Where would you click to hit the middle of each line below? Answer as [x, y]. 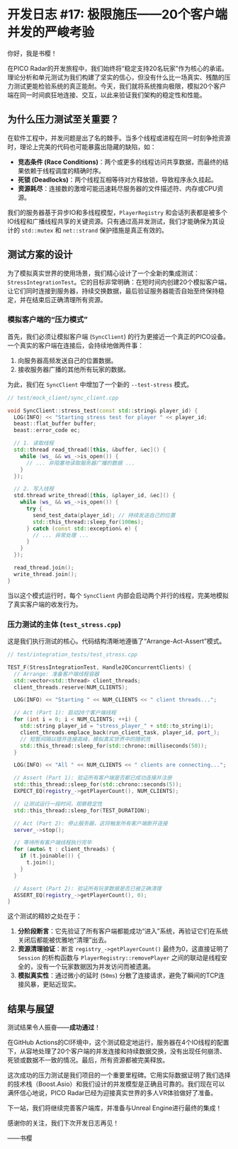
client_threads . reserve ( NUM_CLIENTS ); [71, 687]
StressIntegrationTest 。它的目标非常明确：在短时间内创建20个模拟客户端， [119, 282]
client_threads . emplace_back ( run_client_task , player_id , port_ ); [120, 732]
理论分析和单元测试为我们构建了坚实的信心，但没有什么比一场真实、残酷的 [116, 77]
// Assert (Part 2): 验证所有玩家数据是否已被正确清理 [87, 888]
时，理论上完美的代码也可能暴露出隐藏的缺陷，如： [82, 147]
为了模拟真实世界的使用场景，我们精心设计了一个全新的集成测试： [103, 273]
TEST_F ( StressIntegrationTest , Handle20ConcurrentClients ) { [100, 667]
